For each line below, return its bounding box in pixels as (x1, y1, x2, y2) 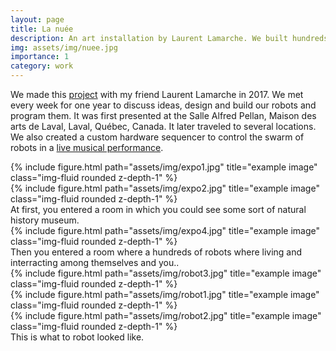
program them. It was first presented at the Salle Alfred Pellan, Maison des (10, 110, 317, 121)
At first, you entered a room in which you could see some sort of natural (10, 204, 307, 215)
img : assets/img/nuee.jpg (10, 42, 118, 53)
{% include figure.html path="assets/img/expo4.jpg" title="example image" (10, 225, 320, 236)
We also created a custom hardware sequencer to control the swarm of (10, 131, 305, 143)
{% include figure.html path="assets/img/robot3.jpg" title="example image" (10, 267, 322, 279)
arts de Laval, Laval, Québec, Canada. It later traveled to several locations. (10, 121, 317, 132)
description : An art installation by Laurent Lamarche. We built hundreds (10, 33, 329, 43)
